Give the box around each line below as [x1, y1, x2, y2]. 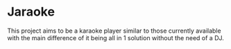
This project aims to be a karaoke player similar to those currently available [7, 27, 221, 35]
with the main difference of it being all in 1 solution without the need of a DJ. [7, 33, 224, 42]
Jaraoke [7, 4, 55, 20]
